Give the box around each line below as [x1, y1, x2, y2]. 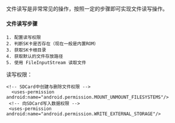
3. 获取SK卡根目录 [6, 47, 46, 53]
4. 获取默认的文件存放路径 [6, 53, 64, 59]
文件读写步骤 [6, 20, 37, 27]
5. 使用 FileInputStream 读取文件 [6, 60, 86, 66]
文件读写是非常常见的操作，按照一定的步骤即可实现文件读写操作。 [6, 5, 168, 12]
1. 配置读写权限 [6, 34, 41, 40]
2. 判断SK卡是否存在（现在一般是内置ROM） [6, 41, 99, 47]
